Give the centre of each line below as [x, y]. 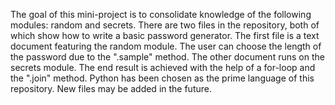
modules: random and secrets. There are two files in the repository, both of [165, 25]
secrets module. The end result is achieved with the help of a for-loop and [163, 67]
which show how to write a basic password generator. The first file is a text [165, 35]
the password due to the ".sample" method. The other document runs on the [167, 57]
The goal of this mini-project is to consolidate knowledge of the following [161, 14]
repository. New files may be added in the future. [111, 88]
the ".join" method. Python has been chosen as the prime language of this [162, 78]
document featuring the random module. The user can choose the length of [166, 46]
